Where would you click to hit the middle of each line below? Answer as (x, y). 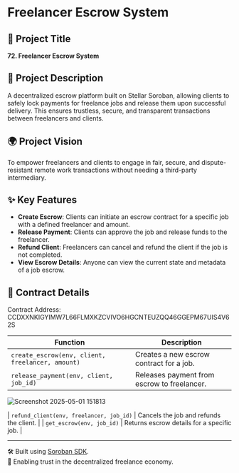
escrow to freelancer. (171, 384)
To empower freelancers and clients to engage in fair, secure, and (104, 162)
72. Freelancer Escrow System (53, 56)
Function (70, 342)
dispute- (214, 162)
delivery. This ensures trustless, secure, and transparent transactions (109, 111)
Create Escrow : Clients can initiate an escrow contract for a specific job (123, 217)
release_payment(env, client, (62, 376)
